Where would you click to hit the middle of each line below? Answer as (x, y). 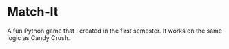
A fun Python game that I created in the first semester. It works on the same (115, 31)
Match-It (33, 12)
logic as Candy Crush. (39, 37)
